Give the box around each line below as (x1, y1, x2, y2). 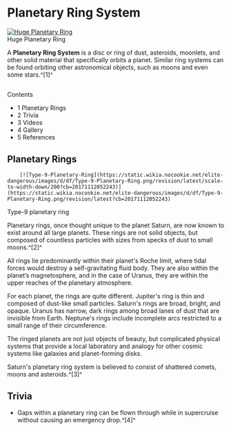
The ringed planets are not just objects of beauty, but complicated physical (7, 335, 221, 343)
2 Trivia (17, 111, 39, 119)
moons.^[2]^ (7, 243, 43, 251)
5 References (17, 133, 55, 142)
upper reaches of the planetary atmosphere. (7, 278, 133, 287)
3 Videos (17, 119, 43, 127)
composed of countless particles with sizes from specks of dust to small (7, 236, 213, 245)
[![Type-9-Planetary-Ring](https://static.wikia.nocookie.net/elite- (19, 171, 224, 179)
